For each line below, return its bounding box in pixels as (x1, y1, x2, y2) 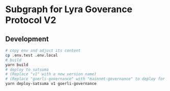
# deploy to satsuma (5, 67, 49, 72)
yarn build (5, 62, 29, 67)
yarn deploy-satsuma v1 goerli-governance (5, 81, 97, 86)
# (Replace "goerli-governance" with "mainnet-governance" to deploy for (5, 76, 165, 82)
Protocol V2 (5, 14, 56, 26)
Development (5, 35, 49, 43)
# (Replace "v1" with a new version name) (5, 72, 97, 77)
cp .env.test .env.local (5, 52, 58, 58)
